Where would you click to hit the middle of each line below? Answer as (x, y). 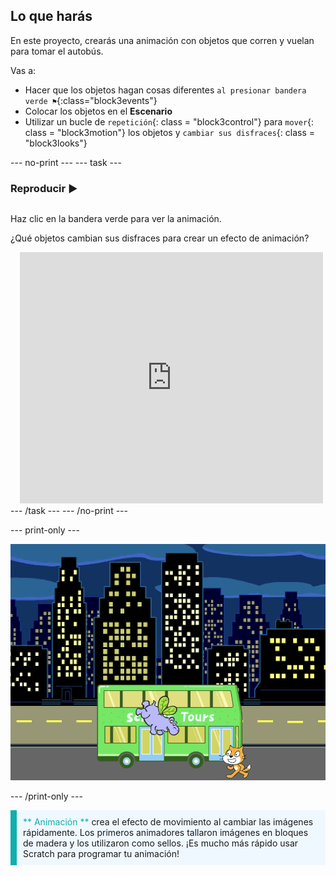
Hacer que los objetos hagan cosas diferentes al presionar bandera (165, 90)
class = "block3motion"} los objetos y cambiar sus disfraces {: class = (170, 132)
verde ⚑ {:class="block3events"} (91, 100)
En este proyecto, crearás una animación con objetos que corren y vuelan (162, 40)
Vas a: (23, 70)
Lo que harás (51, 16)
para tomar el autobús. (57, 51)
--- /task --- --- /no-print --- (69, 511)
